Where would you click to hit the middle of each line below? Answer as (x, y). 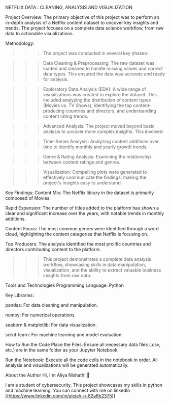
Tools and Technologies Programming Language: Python (65, 285)
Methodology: (20, 43)
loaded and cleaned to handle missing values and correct (103, 69)
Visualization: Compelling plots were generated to (95, 172)
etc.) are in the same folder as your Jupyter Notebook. (62, 350)
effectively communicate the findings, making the (95, 177)
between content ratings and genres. (82, 162)
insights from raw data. (67, 275)
